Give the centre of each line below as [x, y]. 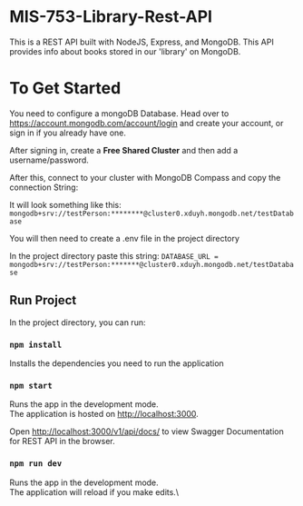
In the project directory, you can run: [78, 322]
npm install [36, 344]
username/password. [49, 160]
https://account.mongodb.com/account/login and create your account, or [147, 123]
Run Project [43, 300]
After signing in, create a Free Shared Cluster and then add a [124, 150]
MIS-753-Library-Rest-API [111, 17]
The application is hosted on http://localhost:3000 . [104, 414]
